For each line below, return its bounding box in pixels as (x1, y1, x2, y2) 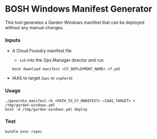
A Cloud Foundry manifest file (12, 48, 72, 54)
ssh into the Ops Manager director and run (19, 57, 104, 63)
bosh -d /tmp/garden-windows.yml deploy (5, 107, 88, 112)
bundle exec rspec (5, 129, 42, 134)
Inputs (5, 36, 21, 43)
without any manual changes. (5, 24, 64, 30)
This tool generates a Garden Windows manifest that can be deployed (5, 19, 144, 25)
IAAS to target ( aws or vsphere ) (12, 75, 73, 81)
